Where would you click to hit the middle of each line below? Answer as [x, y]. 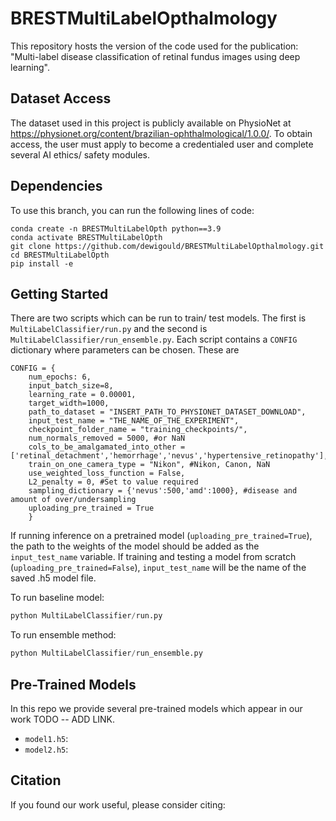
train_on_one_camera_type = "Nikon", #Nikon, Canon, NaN [149, 465]
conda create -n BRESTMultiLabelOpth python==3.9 [116, 228]
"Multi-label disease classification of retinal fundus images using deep [155, 56]
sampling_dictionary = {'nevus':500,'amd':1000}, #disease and [163, 491]
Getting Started [59, 293]
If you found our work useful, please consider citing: [118, 804]
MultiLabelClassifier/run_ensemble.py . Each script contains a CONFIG [154, 339]
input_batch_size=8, [71, 386]
